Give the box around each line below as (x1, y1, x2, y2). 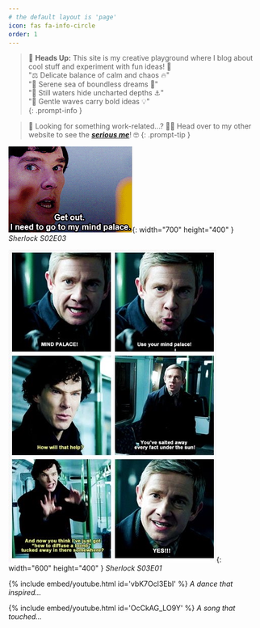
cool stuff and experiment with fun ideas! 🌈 (27, 61, 172, 72)
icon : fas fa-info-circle (8, 21, 95, 30)
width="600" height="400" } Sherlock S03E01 (8, 563, 162, 573)
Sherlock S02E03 (8, 234, 67, 243)
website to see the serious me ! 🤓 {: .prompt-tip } (27, 130, 191, 140)
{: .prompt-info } (27, 106, 83, 116)
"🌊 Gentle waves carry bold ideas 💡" (27, 97, 151, 107)
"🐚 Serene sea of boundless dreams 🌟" (27, 79, 159, 89)
